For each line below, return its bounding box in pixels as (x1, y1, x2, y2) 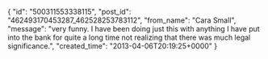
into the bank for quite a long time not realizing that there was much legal (7, 32, 251, 42)
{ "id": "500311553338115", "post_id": (7, 7, 132, 16)
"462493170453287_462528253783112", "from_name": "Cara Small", (7, 15, 237, 25)
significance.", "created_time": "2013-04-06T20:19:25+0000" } (7, 41, 218, 51)
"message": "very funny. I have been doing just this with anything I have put (7, 24, 260, 33)
